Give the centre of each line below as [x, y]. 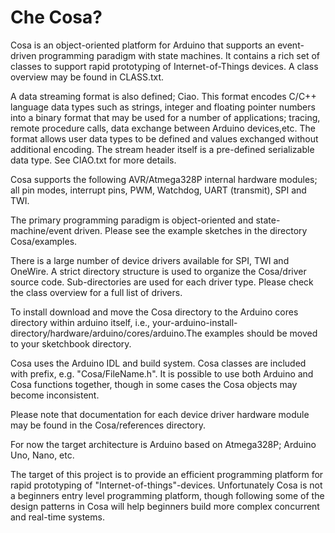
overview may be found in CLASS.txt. [87, 77]
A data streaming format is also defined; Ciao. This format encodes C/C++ [163, 96]
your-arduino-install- [195, 322]
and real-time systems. [57, 517]
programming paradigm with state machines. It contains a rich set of [179, 55]
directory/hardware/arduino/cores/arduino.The [106, 333]
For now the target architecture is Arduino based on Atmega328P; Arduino [163, 444]
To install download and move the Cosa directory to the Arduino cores [154, 312]
